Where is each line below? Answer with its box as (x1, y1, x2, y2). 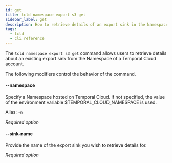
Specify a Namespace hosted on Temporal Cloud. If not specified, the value (5, 94, 165, 100)
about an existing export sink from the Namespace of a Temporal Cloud (5, 55, 156, 61)
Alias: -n (5, 109, 23, 115)
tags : (5, 27, 17, 32)
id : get (5, 7, 22, 13)
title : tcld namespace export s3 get (5, 12, 86, 17)
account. (5, 61, 24, 67)
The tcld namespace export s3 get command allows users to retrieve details (5, 50, 167, 56)
